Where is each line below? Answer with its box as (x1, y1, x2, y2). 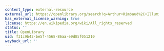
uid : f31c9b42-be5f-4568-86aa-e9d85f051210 (5, 34, 95, 39)
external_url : (5, 12, 34, 17)
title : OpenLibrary (5, 30, 45, 34)
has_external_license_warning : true (5, 16, 80, 21)
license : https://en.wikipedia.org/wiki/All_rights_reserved (5, 20, 132, 26)
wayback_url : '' (5, 39, 38, 44)
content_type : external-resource (5, 7, 73, 12)
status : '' (5, 25, 27, 30)
